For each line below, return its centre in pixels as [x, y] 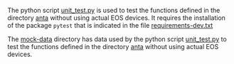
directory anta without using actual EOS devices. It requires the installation [117, 18]
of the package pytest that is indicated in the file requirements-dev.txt [110, 25]
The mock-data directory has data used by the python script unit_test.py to [117, 39]
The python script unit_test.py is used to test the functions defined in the [114, 10]
